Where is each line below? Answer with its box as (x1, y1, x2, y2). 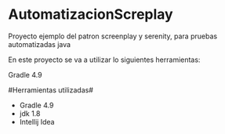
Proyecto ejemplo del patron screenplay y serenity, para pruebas (8, 31, 218, 41)
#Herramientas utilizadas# (8, 85, 94, 95)
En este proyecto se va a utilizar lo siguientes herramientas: (8, 55, 201, 64)
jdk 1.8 (19, 108, 41, 118)
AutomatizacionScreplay (8, 5, 174, 24)
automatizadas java (8, 39, 71, 49)
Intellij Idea (19, 117, 55, 126)
